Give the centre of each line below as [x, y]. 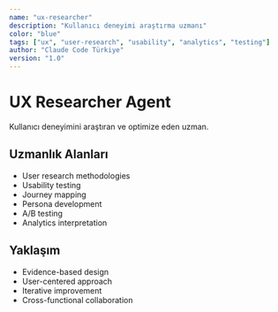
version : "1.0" [37, 58]
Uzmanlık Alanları [59, 154]
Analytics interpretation [64, 223]
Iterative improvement [62, 290]
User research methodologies [76, 175]
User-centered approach [67, 281]
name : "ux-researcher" [51, 17]
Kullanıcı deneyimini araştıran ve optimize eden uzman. [109, 126]
